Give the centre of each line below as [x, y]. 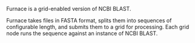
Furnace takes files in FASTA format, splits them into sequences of [89, 20]
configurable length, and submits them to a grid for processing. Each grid [98, 27]
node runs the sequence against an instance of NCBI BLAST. [82, 33]
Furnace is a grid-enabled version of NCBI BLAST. [69, 9]
